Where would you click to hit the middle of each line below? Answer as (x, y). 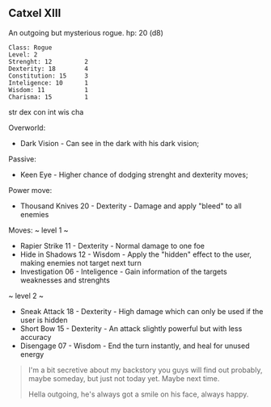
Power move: (30, 190)
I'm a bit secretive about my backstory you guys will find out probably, (145, 370)
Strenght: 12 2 (49, 61)
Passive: (22, 159)
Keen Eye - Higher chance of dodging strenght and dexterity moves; (134, 174)
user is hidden (44, 320)
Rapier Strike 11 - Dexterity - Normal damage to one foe (112, 245)
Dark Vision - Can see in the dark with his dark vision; (110, 143)
